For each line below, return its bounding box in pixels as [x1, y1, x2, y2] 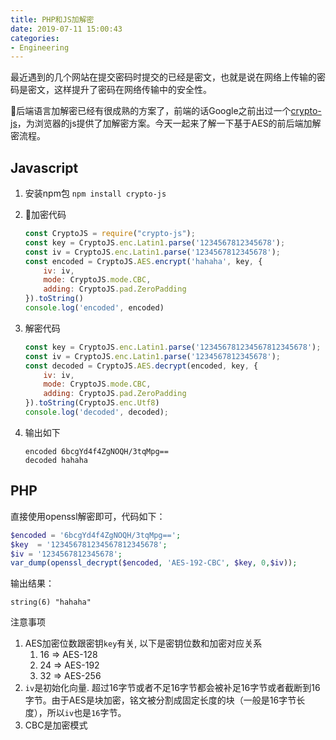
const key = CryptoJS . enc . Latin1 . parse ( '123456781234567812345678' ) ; [24, 342, 322, 352]
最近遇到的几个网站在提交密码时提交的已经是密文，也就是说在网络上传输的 [10, 71, 317, 83]
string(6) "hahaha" [10, 597, 92, 608]
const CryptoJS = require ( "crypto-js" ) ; [24, 229, 196, 239]
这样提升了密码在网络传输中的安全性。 [53, 84, 212, 96]
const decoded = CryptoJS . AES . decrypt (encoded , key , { [24, 361, 259, 371]
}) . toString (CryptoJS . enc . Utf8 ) [24, 398, 160, 408]
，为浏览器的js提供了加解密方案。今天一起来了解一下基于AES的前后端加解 [16, 117, 322, 130]
